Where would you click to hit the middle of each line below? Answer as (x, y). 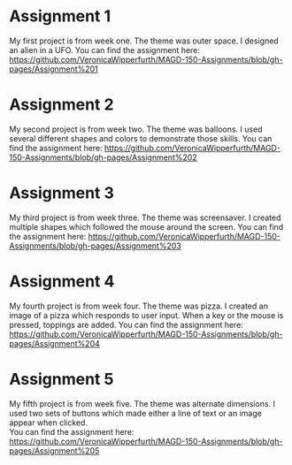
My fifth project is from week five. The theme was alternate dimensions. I (142, 403)
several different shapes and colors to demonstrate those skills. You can (141, 138)
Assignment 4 (62, 281)
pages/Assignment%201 (54, 69)
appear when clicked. (49, 423)
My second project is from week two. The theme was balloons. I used (136, 129)
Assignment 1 (60, 16)
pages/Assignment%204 (54, 343)
